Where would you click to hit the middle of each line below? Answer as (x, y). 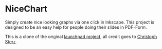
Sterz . (11, 41)
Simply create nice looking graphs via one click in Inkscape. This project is (80, 22)
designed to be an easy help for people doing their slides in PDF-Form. (76, 27)
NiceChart (26, 9)
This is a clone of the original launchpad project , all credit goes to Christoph (81, 37)
